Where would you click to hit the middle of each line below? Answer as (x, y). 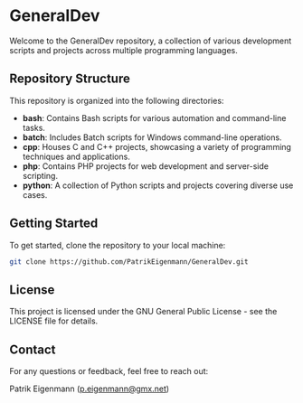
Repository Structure (70, 79)
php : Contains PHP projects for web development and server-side (146, 166)
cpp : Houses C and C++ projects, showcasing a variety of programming (157, 146)
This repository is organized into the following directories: (117, 100)
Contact (33, 349)
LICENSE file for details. (54, 321)
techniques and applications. (76, 156)
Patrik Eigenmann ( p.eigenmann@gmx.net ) (90, 389)
